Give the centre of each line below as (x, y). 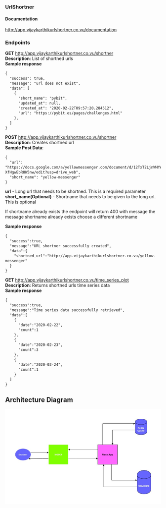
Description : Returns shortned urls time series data (58, 285)
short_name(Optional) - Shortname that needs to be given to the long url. (81, 197)
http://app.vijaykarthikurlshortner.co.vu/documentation (61, 30)
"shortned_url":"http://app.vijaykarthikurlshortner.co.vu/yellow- (85, 256)
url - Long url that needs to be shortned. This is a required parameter (75, 191)
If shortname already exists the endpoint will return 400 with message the (80, 212)
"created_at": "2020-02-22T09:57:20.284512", (66, 108)
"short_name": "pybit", (43, 98)
